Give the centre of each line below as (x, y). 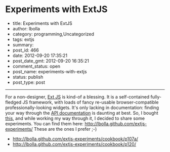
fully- (156, 96)
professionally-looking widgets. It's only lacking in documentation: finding (82, 108)
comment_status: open (36, 66)
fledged (13, 102)
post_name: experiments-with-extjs (50, 71)
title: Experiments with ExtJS (42, 23)
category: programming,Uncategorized (53, 34)
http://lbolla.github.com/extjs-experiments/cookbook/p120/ (74, 144)
